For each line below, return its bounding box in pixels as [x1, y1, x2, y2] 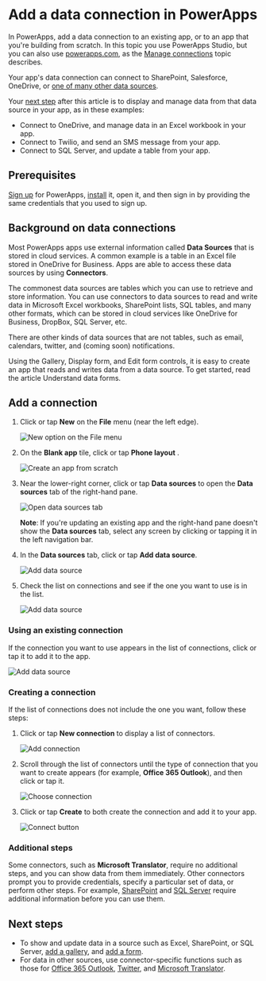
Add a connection [8, 396, 98, 409]
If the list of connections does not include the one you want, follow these [8, 704, 246, 714]
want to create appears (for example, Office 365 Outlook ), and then [19, 767, 243, 777]
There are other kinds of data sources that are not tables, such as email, [8, 332, 245, 342]
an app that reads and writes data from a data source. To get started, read [8, 364, 251, 374]
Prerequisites [8, 169, 76, 182]
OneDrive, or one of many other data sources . [8, 81, 159, 91]
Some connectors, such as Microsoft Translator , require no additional [8, 860, 238, 870]
